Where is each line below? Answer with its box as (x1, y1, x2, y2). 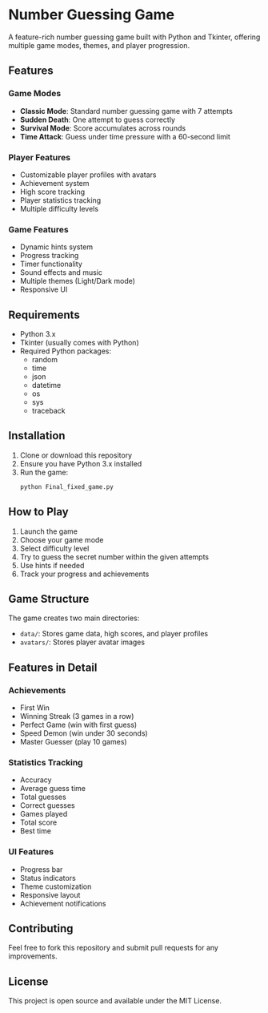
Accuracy (19, 775, 52, 785)
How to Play (8, 505, 70, 519)
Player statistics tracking (19, 195, 102, 205)
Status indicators (19, 873, 76, 882)
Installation (8, 429, 66, 442)
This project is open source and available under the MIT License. (8, 996, 222, 1006)
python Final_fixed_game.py (19, 482, 114, 490)
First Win (19, 703, 50, 712)
